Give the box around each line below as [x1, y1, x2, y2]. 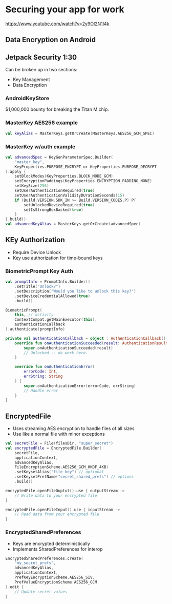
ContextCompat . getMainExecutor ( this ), [14, 317, 97, 322]
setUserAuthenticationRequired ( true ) [14, 188, 95, 193]
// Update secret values [14, 589, 68, 594]
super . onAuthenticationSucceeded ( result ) [24, 345, 114, 350]
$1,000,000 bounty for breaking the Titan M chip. [5, 106, 109, 112]
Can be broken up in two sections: [5, 67, 78, 73]
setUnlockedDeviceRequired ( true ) [24, 202, 95, 207]
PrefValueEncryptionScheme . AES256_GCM [14, 579, 97, 584]
